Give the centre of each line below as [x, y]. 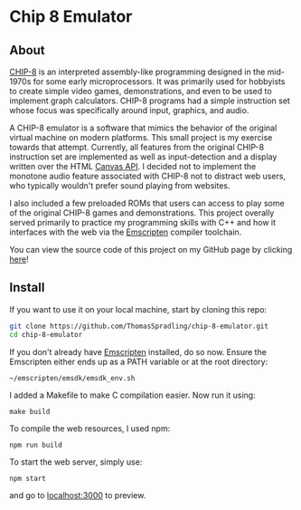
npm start [28, 478]
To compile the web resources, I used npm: [90, 428]
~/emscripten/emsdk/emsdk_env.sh [72, 378]
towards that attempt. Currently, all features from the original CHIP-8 [137, 147]
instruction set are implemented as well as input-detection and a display [143, 157]
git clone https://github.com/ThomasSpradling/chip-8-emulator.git [139, 326]
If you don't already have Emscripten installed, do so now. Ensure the [138, 351]
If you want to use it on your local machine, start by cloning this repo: [138, 309]
